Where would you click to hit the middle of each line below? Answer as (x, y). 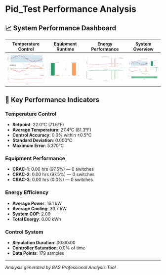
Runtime (65, 49)
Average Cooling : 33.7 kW (39, 208)
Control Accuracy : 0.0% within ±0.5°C (52, 135)
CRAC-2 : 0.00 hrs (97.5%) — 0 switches (53, 175)
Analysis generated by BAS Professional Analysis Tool (61, 268)
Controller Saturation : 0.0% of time (49, 248)
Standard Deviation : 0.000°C (42, 140)
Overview (144, 49)
